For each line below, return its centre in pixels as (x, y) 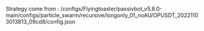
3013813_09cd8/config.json (41, 22)
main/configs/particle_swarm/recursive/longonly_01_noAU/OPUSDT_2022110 (102, 15)
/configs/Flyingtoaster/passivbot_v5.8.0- (111, 9)
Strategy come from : (32, 9)
